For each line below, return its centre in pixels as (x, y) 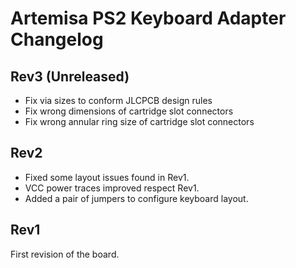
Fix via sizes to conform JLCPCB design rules (118, 100)
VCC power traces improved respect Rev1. (112, 188)
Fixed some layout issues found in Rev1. (107, 177)
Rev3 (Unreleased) (70, 76)
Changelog (57, 39)
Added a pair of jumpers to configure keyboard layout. (136, 198)
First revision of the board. (65, 254)
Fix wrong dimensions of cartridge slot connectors (129, 111)
